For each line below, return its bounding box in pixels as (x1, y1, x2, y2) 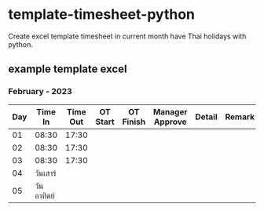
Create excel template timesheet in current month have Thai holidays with (8, 31, 247, 41)
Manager (152, 106, 188, 117)
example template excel (8, 63, 127, 76)
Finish (122, 116, 146, 127)
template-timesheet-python (8, 5, 195, 24)
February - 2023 (8, 86, 72, 97)
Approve (153, 116, 187, 127)
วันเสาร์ (35, 167, 57, 178)
